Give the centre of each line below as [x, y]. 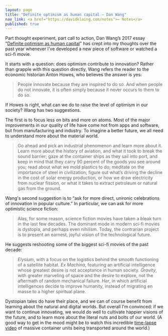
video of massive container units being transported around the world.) [78, 328]
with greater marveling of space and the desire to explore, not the [85, 276]
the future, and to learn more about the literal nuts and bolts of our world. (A [83, 317]
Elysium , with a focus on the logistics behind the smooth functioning [88, 260]
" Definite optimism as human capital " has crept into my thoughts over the [81, 44]
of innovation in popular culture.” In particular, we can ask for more [74, 204]
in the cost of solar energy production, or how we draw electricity [85, 178]
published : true [22, 24]
